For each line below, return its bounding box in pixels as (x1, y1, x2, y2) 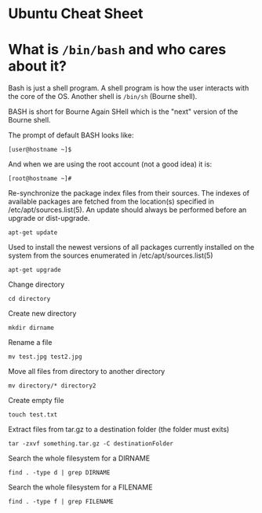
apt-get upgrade (8, 266, 61, 274)
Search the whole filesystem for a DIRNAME (8, 453, 151, 464)
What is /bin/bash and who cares (8, 41, 227, 59)
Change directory (8, 280, 65, 289)
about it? (8, 57, 67, 75)
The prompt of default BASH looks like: (8, 130, 134, 140)
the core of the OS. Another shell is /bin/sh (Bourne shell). (8, 92, 198, 101)
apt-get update (8, 229, 58, 236)
